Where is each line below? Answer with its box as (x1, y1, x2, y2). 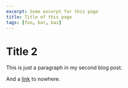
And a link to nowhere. (6, 76, 60, 83)
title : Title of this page (6, 14, 72, 20)
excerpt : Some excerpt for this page (6, 8, 99, 15)
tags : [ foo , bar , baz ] (6, 19, 62, 25)
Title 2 (6, 45, 38, 58)
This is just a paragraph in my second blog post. (6, 64, 123, 71)
